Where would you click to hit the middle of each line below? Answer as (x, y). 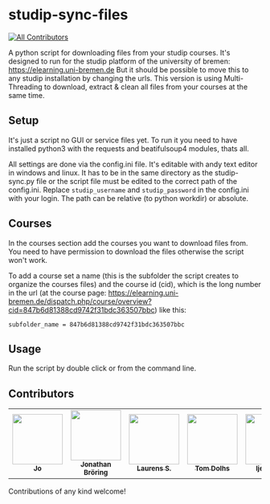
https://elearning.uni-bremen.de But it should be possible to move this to (129, 69)
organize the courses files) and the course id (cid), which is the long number (135, 284)
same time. (27, 95)
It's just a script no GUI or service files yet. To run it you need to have (123, 140)
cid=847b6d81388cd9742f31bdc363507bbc (82, 309)
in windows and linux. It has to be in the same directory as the (110, 172)
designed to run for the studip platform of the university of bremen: (119, 61)
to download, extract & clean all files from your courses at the (146, 87)
